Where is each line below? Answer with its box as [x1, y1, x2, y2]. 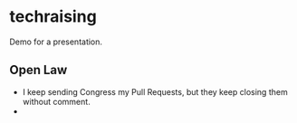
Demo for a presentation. [9, 36, 102, 47]
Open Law [9, 62, 68, 78]
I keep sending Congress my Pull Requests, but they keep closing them [22, 86, 288, 97]
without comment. [22, 96, 91, 107]
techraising [9, 6, 97, 27]
